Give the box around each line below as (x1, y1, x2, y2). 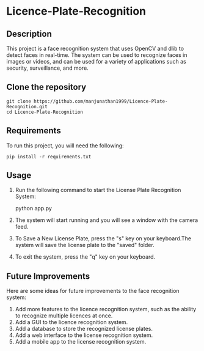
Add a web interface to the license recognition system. (15, 331, 153, 339)
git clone (6, 98, 32, 105)
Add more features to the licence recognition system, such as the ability (15, 306, 197, 313)
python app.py (15, 205, 52, 212)
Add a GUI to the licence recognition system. (15, 319, 128, 326)
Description (6, 29, 52, 39)
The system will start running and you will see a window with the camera (15, 216, 199, 224)
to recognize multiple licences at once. (15, 312, 113, 319)
